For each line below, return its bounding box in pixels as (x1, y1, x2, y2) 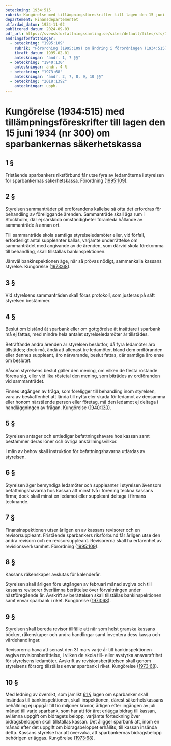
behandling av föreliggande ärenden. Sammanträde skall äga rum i (5, 211, 145, 217)
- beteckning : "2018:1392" (10, 79, 67, 84)
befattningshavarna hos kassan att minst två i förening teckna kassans (5, 487, 153, 493)
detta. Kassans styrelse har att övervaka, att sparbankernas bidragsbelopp (5, 729, 162, 735)
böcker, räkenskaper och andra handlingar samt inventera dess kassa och (5, 631, 160, 638)
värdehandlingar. (5, 637, 41, 643)
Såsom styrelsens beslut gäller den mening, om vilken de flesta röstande (5, 368, 158, 374)
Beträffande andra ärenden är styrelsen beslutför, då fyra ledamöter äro (5, 341, 155, 348)
